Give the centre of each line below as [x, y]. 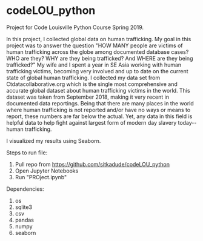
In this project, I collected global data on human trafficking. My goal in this [99, 39]
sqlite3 [23, 207]
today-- [187, 122]
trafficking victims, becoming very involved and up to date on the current [97, 71]
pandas [25, 220]
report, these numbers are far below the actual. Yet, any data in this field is [99, 116]
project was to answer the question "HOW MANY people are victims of [95, 45]
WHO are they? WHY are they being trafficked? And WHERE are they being [100, 58]
